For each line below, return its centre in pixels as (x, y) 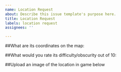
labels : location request (31, 23)
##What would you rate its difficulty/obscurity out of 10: (61, 55)
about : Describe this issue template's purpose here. (61, 14)
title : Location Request (30, 18)
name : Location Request (29, 9)
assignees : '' (19, 28)
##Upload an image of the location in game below (55, 65)
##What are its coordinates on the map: (45, 46)
